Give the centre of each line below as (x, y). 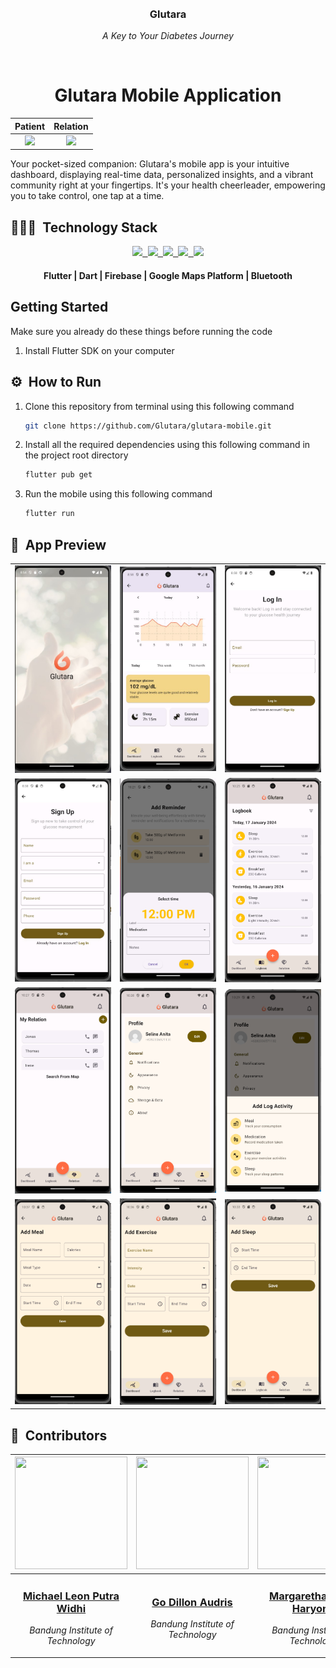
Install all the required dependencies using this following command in (167, 445)
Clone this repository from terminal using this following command (159, 406)
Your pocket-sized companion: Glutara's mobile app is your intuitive (150, 164)
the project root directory (76, 455)
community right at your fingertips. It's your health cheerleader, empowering (168, 185)
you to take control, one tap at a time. (87, 196)
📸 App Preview (58, 544)
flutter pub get (58, 475)
